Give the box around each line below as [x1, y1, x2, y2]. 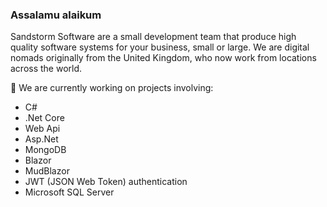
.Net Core [24, 112, 65, 124]
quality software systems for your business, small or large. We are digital [10, 41, 310, 53]
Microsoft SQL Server [24, 186, 115, 198]
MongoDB [24, 144, 67, 156]
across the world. [10, 63, 83, 75]
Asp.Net [24, 133, 59, 145]
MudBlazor [24, 165, 70, 177]
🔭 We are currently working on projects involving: [10, 82, 214, 94]
